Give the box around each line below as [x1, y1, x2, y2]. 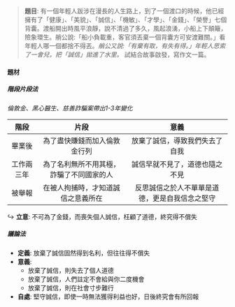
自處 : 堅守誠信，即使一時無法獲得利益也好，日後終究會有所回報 [17, 292, 199, 301]
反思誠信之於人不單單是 [135, 183, 213, 193]
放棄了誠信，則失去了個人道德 [27, 266, 114, 274]
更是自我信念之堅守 [152, 193, 216, 203]
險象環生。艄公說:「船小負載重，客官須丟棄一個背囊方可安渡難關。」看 [24, 33, 226, 41]
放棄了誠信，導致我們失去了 [131, 135, 223, 145]
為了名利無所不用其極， [43, 159, 120, 169]
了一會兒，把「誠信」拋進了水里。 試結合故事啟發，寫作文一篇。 [24, 50, 211, 59]
